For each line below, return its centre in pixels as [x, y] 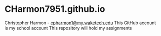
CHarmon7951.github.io [55, 9]
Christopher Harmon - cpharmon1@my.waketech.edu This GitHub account [80, 23]
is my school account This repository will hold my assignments [68, 28]
